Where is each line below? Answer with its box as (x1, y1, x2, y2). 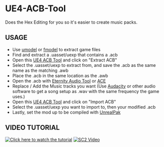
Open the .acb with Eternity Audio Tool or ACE (12, 78, 106, 84)
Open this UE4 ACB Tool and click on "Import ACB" (12, 99, 116, 105)
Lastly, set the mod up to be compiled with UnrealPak (12, 109, 121, 115)
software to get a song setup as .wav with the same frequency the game (12, 88, 160, 94)
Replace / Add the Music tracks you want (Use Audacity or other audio (12, 83, 156, 89)
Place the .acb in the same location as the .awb (12, 72, 108, 79)
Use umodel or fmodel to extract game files (12, 46, 101, 52)
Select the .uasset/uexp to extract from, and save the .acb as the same (12, 62, 156, 68)
